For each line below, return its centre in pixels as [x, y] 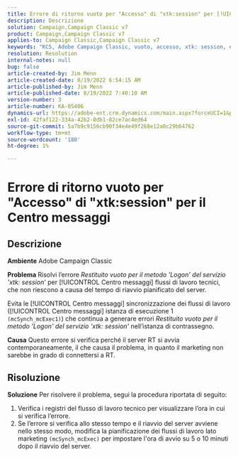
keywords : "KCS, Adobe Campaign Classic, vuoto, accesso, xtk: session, [117, 47]
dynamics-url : [28, 113]
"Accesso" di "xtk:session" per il [107, 203]
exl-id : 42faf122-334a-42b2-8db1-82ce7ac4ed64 [77, 119]
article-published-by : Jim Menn [55, 87]
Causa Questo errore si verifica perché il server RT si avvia [93, 340]
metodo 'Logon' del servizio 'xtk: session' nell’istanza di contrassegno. [111, 326]
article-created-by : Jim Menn [52, 73]
